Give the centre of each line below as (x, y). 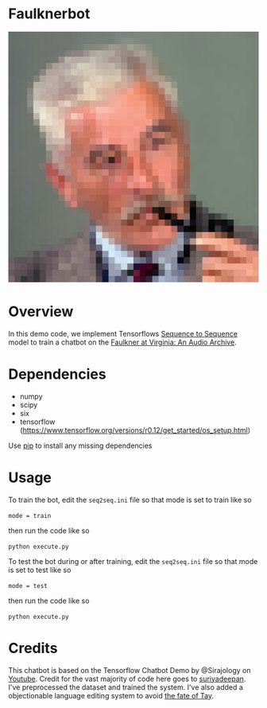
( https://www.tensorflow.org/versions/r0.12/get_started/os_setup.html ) (135, 430)
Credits (33, 648)
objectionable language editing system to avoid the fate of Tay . (111, 695)
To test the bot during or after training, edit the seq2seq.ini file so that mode (133, 561)
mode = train (30, 515)
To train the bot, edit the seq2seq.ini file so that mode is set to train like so (130, 500)
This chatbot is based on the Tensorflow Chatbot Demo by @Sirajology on (130, 670)
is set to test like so (40, 570)
